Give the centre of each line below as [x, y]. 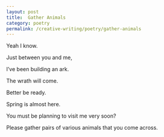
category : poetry [28, 23]
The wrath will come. [32, 81]
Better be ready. [26, 93]
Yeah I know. [22, 46]
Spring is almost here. [33, 104]
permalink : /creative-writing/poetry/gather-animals [74, 29]
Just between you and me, [39, 57]
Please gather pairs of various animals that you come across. [82, 128]
